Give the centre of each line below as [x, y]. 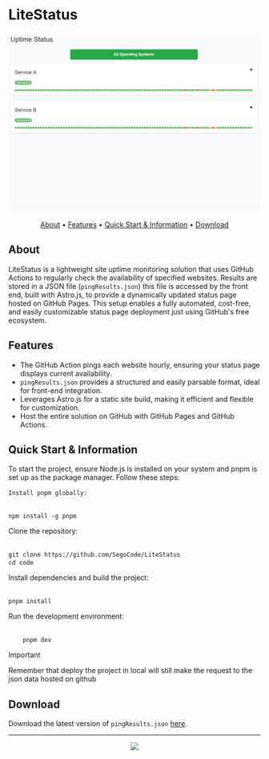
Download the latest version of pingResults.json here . [98, 724]
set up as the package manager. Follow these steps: [94, 477]
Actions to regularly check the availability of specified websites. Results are [133, 278]
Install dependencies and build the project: [79, 578]
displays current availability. [66, 373]
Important [24, 655]
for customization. [50, 408]
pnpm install [30, 602]
